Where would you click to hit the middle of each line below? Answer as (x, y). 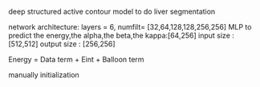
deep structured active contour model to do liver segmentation (112, 12)
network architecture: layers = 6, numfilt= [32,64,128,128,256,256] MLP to (130, 27)
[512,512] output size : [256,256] (62, 44)
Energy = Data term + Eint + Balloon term (76, 59)
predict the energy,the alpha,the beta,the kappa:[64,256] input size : (122, 36)
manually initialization (44, 75)
